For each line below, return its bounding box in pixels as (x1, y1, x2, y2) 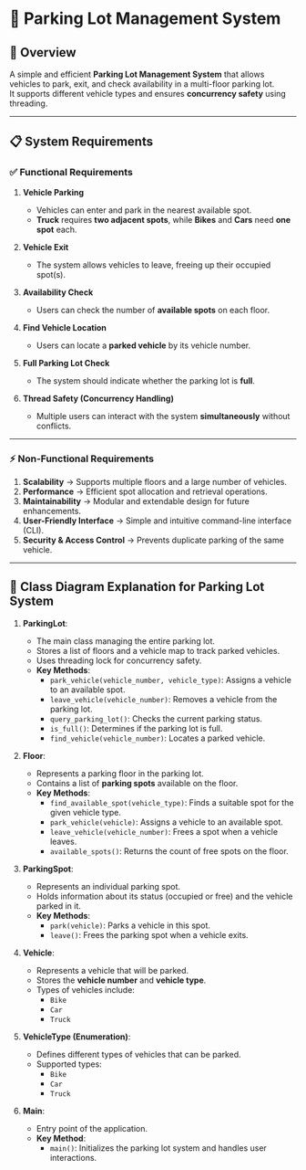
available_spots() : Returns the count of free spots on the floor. (49, 845, 289, 857)
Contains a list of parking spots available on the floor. (36, 777, 239, 788)
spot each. (36, 224, 77, 235)
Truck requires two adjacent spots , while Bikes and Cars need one (36, 214, 291, 225)
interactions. (49, 1152, 97, 1163)
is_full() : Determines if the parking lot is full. (49, 722, 223, 733)
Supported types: (36, 1059, 102, 1070)
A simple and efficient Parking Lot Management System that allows (9, 69, 265, 79)
